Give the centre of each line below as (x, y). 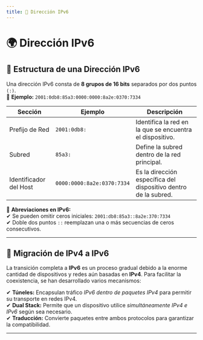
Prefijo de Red (29, 129)
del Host (21, 187)
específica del (156, 179)
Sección (29, 111)
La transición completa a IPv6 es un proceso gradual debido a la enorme (97, 268)
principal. (149, 162)
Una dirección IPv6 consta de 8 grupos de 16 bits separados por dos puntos (101, 84)
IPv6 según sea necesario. (39, 312)
